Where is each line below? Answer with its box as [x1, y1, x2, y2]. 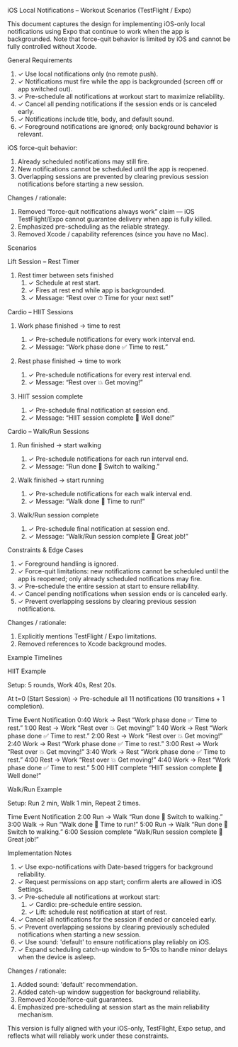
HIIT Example [7, 667, 47, 675]
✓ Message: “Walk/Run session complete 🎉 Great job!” [28, 532, 189, 540]
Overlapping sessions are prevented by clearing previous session [17, 173, 209, 181]
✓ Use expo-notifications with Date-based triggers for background [17, 863, 214, 871]
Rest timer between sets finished [17, 271, 114, 279]
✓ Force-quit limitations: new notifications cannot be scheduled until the [17, 567, 229, 576]
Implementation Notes [7, 849, 72, 857]
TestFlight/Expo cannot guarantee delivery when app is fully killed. [17, 215, 212, 223]
